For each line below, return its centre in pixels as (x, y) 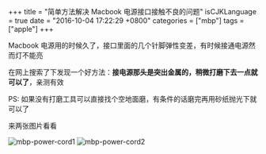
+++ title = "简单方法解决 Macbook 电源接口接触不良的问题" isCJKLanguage (133, 12)
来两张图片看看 (32, 126)
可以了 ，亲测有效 (36, 82)
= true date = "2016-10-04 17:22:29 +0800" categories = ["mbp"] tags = (126, 21)
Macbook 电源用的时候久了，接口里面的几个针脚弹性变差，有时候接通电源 (129, 45)
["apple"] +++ (31, 29)
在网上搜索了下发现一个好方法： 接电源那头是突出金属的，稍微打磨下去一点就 (133, 72)
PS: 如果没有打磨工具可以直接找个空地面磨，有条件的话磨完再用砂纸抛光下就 (133, 99)
